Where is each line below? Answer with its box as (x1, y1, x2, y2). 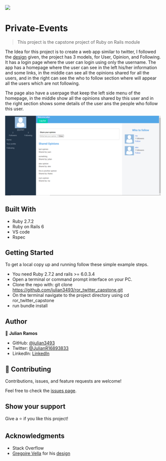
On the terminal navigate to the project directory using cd (12, 292, 129, 298)
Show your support (5, 402, 66, 410)
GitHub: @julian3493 (12, 340, 55, 346)
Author (5, 317, 27, 326)
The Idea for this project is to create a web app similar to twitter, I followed (5, 49, 157, 55)
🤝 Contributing (5, 365, 51, 373)
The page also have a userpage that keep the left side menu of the (5, 90, 141, 96)
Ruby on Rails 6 (12, 223, 44, 229)
